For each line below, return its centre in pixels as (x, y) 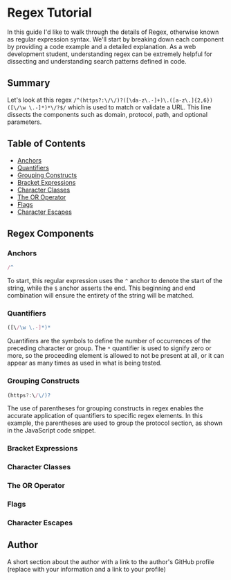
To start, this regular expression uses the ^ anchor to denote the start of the (115, 281)
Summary (29, 83)
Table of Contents (47, 144)
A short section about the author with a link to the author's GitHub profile (111, 561)
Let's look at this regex (40, 100)
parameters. (25, 122)
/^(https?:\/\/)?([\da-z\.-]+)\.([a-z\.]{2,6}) (143, 100)
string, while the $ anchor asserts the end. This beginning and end (101, 288)
